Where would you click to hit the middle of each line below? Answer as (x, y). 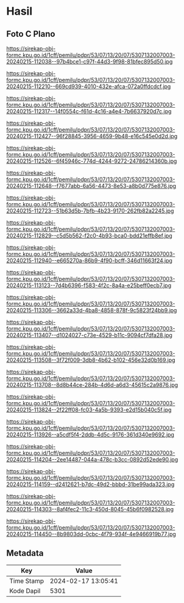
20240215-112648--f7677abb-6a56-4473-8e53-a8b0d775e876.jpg (91, 186)
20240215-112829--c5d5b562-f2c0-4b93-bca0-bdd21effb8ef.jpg (89, 236)
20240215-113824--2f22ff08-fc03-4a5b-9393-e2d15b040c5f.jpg (89, 410)
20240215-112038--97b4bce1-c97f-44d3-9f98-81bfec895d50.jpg (90, 62)
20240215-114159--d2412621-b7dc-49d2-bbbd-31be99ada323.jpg (90, 484)
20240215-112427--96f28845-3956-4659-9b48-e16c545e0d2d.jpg (92, 136)
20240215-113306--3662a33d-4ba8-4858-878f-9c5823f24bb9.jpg (92, 310)
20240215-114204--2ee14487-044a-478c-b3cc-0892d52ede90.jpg (92, 459)
